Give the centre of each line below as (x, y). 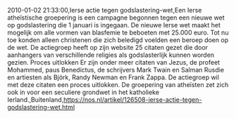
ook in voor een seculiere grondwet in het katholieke (83, 92)
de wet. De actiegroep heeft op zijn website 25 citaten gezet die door (108, 47)
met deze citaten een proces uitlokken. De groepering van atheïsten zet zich (118, 85)
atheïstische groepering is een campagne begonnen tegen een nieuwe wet (116, 18)
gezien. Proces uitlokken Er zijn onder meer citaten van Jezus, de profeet (114, 62)
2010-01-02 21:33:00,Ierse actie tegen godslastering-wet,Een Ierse (105, 10)
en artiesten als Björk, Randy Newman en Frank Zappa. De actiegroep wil (113, 77)
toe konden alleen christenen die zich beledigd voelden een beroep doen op (118, 40)
